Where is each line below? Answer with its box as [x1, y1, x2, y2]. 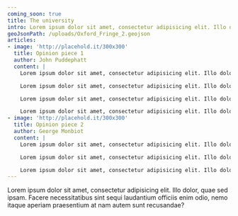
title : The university [7, 17, 74, 24]
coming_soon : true [7, 10, 62, 18]
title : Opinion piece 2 [13, 121, 84, 128]
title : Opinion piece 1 [13, 50, 84, 57]
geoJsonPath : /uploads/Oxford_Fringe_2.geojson [7, 30, 151, 38]
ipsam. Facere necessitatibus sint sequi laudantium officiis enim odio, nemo [7, 193, 228, 202]
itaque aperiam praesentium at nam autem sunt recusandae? [7, 201, 185, 210]
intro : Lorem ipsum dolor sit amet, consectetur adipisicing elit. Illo [7, 23, 227, 30]
